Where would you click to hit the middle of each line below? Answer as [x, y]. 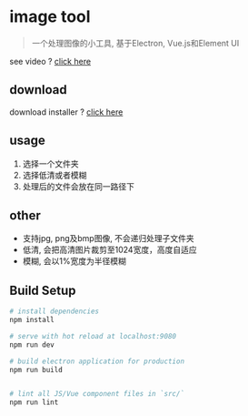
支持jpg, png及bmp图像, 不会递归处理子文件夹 [109, 238]
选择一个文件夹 [50, 163]
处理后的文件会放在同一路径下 [78, 186]
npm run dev [32, 345]
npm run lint [34, 402]
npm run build [36, 370]
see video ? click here [50, 61]
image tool [50, 17]
